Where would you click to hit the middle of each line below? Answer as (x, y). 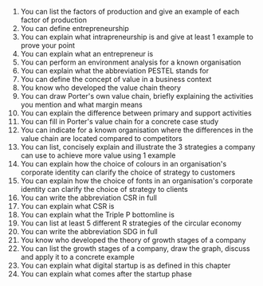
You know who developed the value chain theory (101, 88)
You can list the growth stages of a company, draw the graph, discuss (135, 249)
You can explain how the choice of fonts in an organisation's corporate (137, 181)
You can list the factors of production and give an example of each (130, 12)
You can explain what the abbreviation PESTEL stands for (115, 71)
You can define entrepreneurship (75, 28)
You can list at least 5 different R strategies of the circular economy (131, 223)
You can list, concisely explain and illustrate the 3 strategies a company (138, 147)
